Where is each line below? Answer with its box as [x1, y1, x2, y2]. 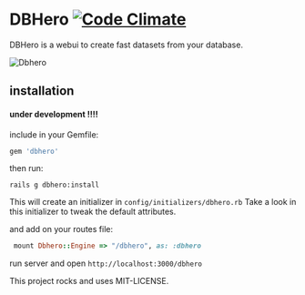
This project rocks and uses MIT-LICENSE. [9, 276, 169, 287]
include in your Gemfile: [9, 128, 99, 140]
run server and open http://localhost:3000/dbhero [9, 258, 203, 269]
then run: [9, 163, 44, 174]
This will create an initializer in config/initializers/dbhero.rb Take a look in [9, 197, 297, 208]
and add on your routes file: [9, 224, 114, 235]
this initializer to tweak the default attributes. [9, 206, 177, 218]
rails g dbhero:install [9, 180, 100, 190]
